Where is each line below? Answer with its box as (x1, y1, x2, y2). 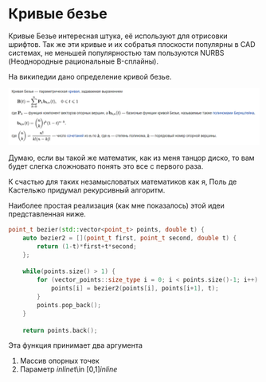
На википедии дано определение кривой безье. (8, 72, 172, 81)
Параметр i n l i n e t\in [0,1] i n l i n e (19, 364, 118, 374)
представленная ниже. (8, 209, 86, 219)
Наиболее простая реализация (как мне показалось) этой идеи (8, 201, 225, 211)
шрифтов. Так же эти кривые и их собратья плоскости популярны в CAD (8, 39, 256, 49)
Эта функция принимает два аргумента (8, 341, 143, 350)
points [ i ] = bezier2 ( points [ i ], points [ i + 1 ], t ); (50, 284, 219, 293)
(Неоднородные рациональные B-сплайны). (8, 57, 159, 66)
